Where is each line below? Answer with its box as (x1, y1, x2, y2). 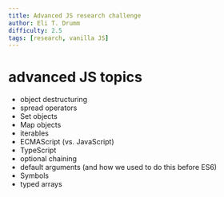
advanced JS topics (8, 69, 142, 86)
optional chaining (19, 154, 78, 164)
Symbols (19, 171, 50, 180)
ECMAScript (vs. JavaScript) (19, 137, 114, 147)
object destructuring (19, 95, 88, 104)
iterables (19, 128, 50, 138)
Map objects (19, 120, 62, 130)
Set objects (19, 112, 58, 121)
